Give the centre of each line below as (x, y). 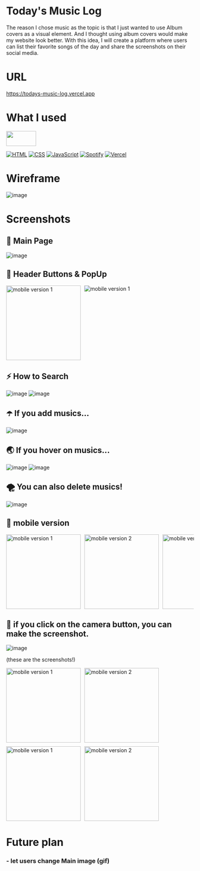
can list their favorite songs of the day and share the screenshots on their (96, 47)
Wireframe (33, 178)
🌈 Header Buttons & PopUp (57, 274)
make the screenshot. (48, 634)
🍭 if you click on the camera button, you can (89, 625)
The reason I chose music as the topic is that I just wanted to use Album (94, 27)
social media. (22, 53)
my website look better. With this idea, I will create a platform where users (97, 40)
